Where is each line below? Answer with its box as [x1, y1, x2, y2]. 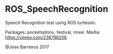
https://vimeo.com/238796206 [5, 34, 67, 40]
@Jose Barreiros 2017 [5, 44, 50, 50]
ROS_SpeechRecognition [5, 3, 109, 15]
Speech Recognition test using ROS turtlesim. [5, 20, 96, 26]
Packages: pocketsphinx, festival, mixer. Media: [5, 29, 101, 35]
